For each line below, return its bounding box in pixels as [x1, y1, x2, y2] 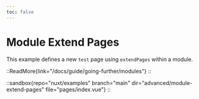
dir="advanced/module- [131, 79, 193, 86]
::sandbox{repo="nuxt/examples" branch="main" [6, 79, 131, 86]
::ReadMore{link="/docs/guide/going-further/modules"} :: [6, 67, 151, 75]
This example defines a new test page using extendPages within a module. [6, 56, 194, 63]
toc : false [6, 9, 34, 15]
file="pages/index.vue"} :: [45, 86, 111, 93]
